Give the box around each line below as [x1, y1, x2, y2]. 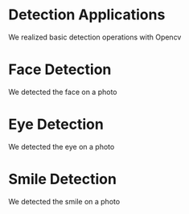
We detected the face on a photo [8, 87, 118, 97]
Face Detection [8, 60, 112, 79]
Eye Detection [8, 115, 105, 134]
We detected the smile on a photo [8, 196, 121, 206]
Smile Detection [8, 171, 117, 188]
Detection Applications [8, 6, 166, 24]
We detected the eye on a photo [8, 142, 115, 151]
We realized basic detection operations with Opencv [8, 32, 182, 42]
